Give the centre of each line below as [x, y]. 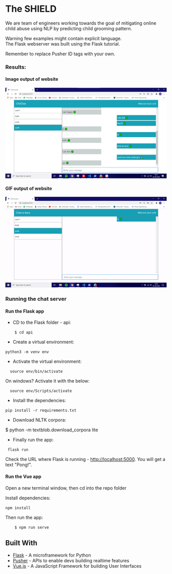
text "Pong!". [19, 465]
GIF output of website [29, 188]
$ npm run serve [32, 527]
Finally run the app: [33, 440]
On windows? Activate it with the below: [47, 381]
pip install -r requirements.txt [41, 411]
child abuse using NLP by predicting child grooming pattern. [69, 28]
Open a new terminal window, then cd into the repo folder [66, 488]
